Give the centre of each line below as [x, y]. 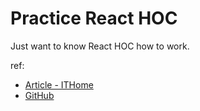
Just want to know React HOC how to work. [100, 46]
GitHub [39, 95]
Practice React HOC [94, 18]
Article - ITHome [59, 84]
